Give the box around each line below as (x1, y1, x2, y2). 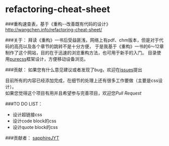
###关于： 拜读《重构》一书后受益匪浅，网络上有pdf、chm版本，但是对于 (5, 37, 159, 43)
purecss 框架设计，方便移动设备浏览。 (10, 56, 88, 62)
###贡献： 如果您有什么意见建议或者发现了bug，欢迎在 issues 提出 (5, 67, 142, 73)
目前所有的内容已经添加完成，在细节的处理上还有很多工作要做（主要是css (5, 77, 158, 83)
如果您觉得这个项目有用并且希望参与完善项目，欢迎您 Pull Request (5, 90, 142, 96)
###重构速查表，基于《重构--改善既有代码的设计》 (5, 21, 111, 27)
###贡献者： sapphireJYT (5, 135, 60, 141)
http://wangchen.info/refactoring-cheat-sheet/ (5, 26, 102, 32)
